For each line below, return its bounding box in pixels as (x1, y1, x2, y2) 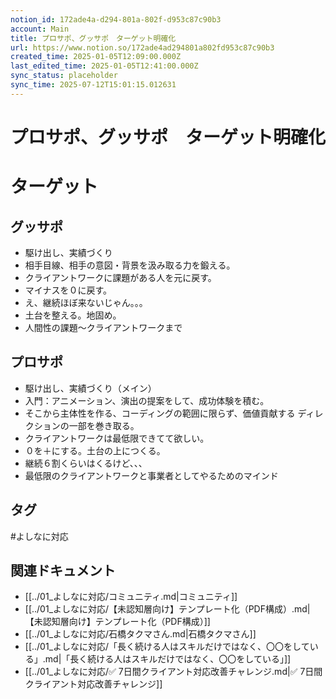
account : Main (10, 24, 70, 34)
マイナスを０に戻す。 (24, 284, 113, 296)
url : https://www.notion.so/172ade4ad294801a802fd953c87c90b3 (10, 42, 275, 53)
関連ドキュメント (10, 562, 116, 579)
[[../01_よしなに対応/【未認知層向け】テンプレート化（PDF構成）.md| (24, 603, 311, 615)
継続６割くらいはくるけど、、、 (24, 457, 148, 469)
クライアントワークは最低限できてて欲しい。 (24, 432, 210, 444)
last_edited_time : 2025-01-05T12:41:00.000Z (10, 61, 199, 71)
